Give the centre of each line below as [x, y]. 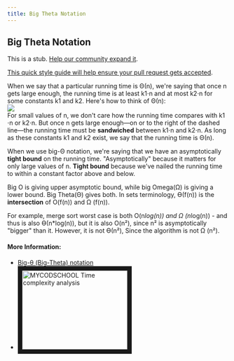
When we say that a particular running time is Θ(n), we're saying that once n [117, 86]
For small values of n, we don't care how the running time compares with [112, 116]
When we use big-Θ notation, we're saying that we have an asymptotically [115, 151]
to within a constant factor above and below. [71, 174]
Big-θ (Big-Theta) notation [55, 262]
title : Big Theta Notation [47, 14]
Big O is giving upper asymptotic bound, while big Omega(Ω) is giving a [110, 187]
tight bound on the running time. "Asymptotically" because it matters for [112, 159]
